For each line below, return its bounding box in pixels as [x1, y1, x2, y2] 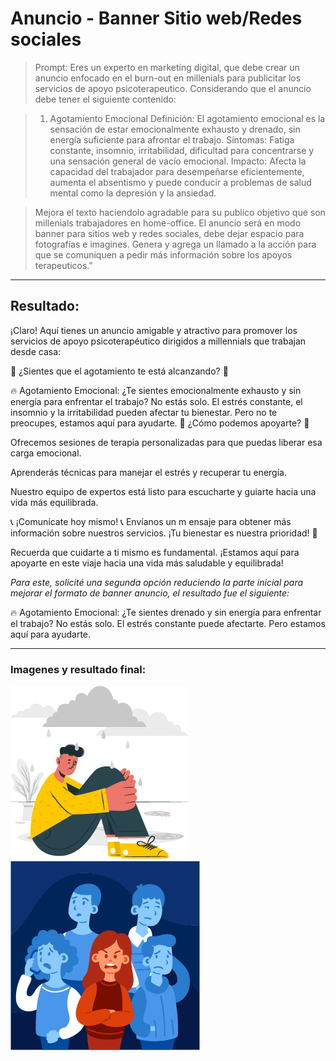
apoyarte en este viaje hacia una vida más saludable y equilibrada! [10, 557, 284, 569]
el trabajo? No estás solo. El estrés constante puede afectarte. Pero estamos [10, 617, 326, 629]
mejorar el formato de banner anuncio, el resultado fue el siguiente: [10, 587, 290, 599]
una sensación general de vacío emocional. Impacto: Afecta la [49, 155, 307, 167]
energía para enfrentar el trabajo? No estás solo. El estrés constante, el [10, 395, 303, 407]
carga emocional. [10, 447, 82, 459]
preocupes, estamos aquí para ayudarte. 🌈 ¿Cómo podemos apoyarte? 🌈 [10, 417, 310, 429]
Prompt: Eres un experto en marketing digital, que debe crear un [34, 61, 300, 73]
